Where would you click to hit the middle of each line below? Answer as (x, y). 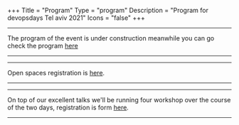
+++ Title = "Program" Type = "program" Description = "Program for (108, 10)
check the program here (43, 46)
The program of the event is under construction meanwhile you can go (111, 38)
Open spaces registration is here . (56, 73)
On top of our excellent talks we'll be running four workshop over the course (119, 100)
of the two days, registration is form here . (68, 107)
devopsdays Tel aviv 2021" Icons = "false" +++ (76, 18)
